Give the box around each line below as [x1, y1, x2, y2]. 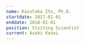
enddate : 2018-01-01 [6, 19, 56, 25]
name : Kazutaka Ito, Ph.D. [6, 8, 72, 15]
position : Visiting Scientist [6, 25, 80, 31]
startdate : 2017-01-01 [6, 14, 61, 20]
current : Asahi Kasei [6, 30, 59, 36]
